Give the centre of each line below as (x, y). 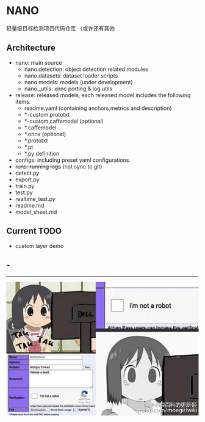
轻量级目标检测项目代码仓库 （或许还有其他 (60, 28)
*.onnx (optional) (45, 134)
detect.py (27, 173)
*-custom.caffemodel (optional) (64, 121)
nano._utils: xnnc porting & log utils (68, 89)
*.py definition (42, 153)
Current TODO (34, 231)
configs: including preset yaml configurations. (73, 160)
